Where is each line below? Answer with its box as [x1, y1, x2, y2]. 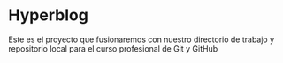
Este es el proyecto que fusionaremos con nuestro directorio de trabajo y [8, 34, 275, 45]
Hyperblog [8, 5, 89, 25]
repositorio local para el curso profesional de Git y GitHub [8, 43, 218, 53]
